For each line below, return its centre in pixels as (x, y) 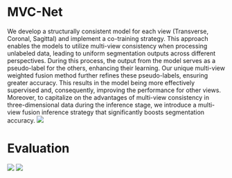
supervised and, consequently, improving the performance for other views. (114, 90)
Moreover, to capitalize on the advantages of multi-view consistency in (108, 97)
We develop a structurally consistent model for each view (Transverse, (108, 31)
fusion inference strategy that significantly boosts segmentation (113, 112)
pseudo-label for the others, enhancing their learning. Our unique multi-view (116, 68)
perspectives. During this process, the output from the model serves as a (111, 60)
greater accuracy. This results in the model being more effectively (101, 82)
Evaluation (38, 149)
